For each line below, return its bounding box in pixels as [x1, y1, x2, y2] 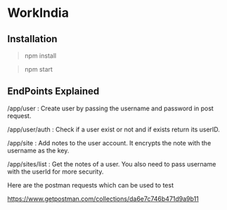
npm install [24, 51, 57, 60]
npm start [24, 65, 53, 73]
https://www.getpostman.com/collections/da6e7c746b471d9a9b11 [7, 195, 199, 203]
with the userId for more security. [7, 167, 104, 176]
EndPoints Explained [7, 86, 100, 98]
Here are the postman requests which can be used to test [7, 181, 174, 189]
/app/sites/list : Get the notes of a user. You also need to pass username [7, 159, 216, 168]
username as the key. [7, 146, 70, 155]
